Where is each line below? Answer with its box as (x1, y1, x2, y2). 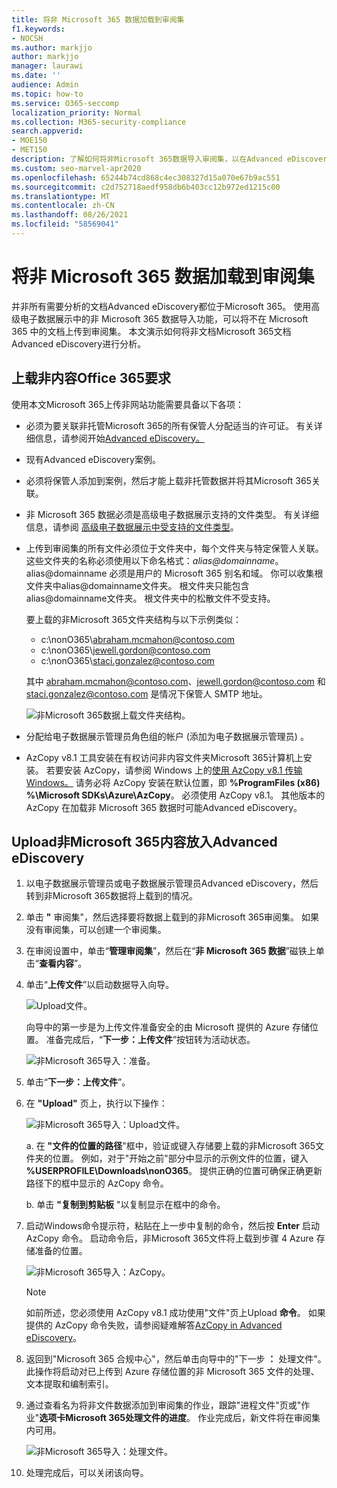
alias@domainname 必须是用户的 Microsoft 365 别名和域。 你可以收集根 (25, 567, 324, 579)
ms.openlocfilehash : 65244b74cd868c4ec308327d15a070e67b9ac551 (11, 172, 281, 183)
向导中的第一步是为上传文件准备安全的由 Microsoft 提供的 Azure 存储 (25, 1021, 310, 1033)
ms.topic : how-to (11, 89, 84, 99)
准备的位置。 (34, 1245, 88, 1257)
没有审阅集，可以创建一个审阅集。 (25, 924, 167, 936)
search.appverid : (11, 126, 84, 136)
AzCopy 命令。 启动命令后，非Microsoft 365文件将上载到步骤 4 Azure (25, 1232, 314, 1245)
